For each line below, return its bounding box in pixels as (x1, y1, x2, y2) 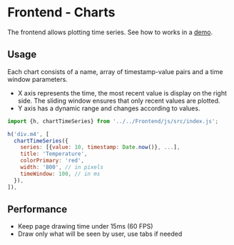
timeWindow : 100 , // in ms (20, 170, 101, 177)
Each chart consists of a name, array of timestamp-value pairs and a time (7, 67, 223, 75)
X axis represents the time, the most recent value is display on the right (17, 88, 227, 97)
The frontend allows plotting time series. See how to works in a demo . (7, 28, 213, 36)
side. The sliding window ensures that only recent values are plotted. (17, 96, 220, 105)
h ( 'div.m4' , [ (7, 130, 50, 137)
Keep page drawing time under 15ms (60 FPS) (17, 222, 153, 231)
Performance (7, 203, 68, 215)
